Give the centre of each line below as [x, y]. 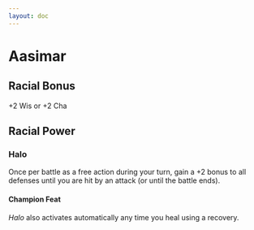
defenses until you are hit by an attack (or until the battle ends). [114, 180]
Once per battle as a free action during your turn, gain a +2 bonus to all [127, 172]
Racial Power [42, 131]
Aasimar [37, 56]
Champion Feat [34, 199]
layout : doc [28, 16]
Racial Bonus [42, 86]
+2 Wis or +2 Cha [38, 106]
